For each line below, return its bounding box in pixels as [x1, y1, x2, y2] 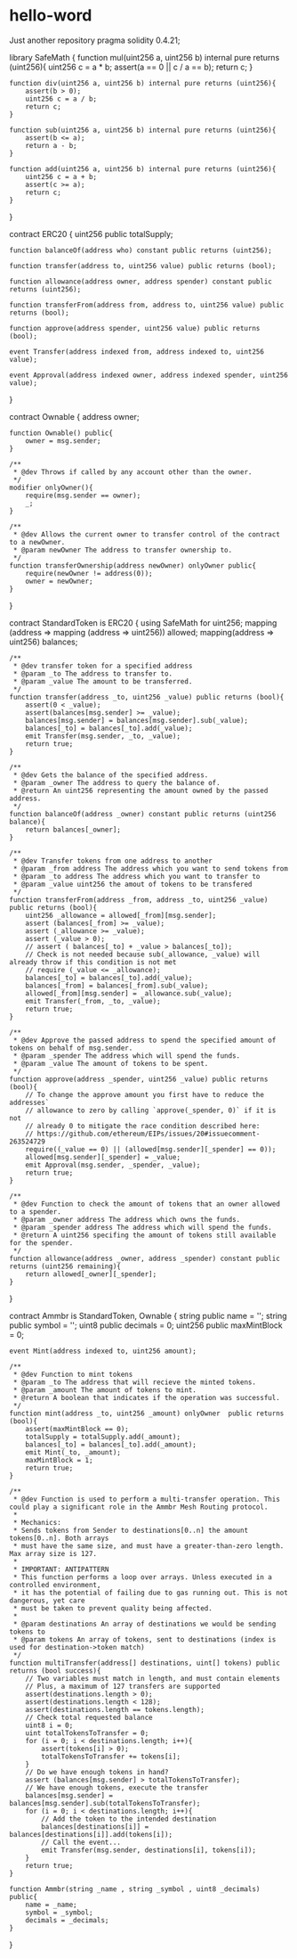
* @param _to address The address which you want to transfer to [12, 872, 261, 881]
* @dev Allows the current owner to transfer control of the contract [12, 529, 280, 539]
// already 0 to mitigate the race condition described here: [25, 1121, 261, 1130]
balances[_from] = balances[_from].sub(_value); [25, 981, 209, 990]
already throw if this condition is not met [9, 957, 177, 967]
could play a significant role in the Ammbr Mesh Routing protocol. [9, 1503, 269, 1512]
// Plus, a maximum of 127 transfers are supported [25, 1682, 221, 1691]
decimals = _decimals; [25, 1915, 109, 1925]
